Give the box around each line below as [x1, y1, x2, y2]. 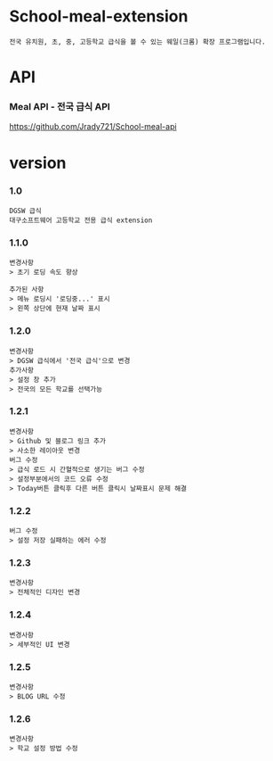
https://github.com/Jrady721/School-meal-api [9, 121, 177, 132]
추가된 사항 [9, 285, 44, 294]
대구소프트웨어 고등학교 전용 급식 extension [9, 216, 153, 225]
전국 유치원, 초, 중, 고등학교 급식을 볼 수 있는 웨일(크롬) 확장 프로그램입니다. [9, 37, 266, 46]
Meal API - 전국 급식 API [9, 101, 111, 113]
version [9, 153, 67, 173]
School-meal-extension [9, 6, 189, 27]
